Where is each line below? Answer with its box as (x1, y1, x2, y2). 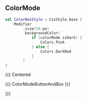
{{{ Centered (5, 71, 31, 78)
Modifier (14, 22, 32, 27)
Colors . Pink (40, 40, 65, 45)
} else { (31, 44, 50, 50)
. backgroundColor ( (23, 31, 60, 36)
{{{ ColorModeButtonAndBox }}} (5, 81, 70, 87)
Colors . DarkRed (40, 49, 71, 54)
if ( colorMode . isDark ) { (31, 35, 83, 40)
